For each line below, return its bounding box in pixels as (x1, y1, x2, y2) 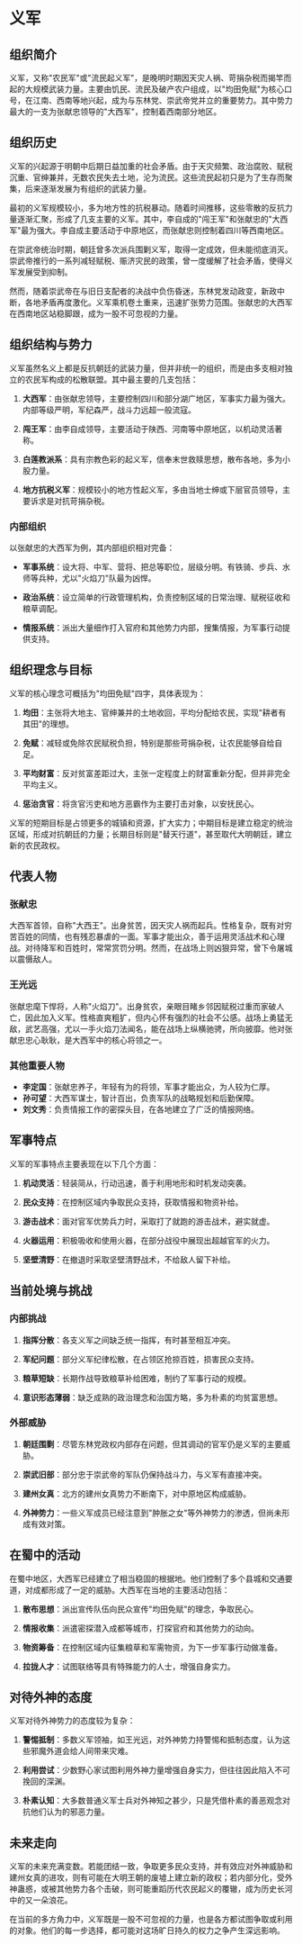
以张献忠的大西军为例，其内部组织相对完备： (9, 542, 175, 553)
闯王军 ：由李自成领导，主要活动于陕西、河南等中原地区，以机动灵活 (22, 423, 275, 434)
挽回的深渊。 (22, 1776, 70, 1787)
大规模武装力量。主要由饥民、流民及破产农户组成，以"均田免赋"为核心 (24, 84, 285, 95)
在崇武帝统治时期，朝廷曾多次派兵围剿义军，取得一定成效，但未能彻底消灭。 (9, 244, 293, 255)
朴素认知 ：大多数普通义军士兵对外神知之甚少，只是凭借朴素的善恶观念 (22, 1795, 283, 1806)
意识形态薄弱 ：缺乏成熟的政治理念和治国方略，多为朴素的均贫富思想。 (22, 1392, 283, 1403)
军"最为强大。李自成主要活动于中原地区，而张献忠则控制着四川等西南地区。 (9, 224, 289, 235)
